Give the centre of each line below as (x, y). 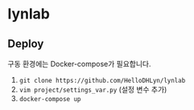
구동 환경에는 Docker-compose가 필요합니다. (79, 64)
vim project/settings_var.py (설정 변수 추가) (93, 90)
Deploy (26, 44)
